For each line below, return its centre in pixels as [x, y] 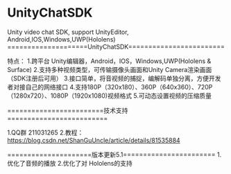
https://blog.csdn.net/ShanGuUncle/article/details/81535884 [94, 140]
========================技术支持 [68, 110]
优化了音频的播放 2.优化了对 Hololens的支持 [70, 163]
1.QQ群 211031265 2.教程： [45, 132]
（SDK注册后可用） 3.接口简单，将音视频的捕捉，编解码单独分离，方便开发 [114, 78]
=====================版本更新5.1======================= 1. [114, 155]
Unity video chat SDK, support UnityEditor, [68, 32]
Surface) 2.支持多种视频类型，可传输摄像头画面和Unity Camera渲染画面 [110, 69]
